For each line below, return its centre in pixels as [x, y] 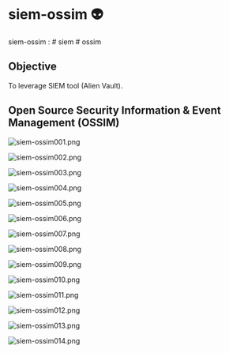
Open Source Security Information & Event [114, 111]
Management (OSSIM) [64, 123]
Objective [33, 67]
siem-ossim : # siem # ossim [54, 41]
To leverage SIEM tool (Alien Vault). [66, 85]
